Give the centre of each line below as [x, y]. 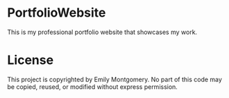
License [31, 60]
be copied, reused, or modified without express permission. [93, 87]
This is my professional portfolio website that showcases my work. [102, 32]
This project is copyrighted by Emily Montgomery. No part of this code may [114, 79]
